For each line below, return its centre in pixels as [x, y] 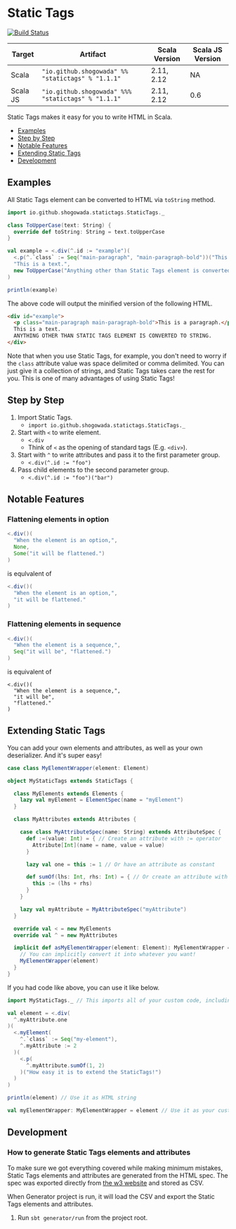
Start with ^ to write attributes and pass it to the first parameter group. [119, 455]
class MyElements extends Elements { [69, 793]
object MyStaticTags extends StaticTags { [70, 781]
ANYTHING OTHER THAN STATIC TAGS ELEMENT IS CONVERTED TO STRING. [113, 336]
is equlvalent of [29, 573]
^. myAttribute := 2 [48, 1046]
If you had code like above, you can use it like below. [84, 988]
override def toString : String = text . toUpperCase [89, 232]
